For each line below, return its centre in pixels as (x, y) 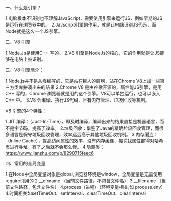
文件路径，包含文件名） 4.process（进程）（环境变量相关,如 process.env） (88, 187)
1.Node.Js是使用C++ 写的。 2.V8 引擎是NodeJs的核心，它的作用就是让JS (83, 53)
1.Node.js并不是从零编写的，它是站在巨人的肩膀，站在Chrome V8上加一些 (83, 81)
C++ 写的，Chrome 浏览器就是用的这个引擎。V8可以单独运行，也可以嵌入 (83, 94)
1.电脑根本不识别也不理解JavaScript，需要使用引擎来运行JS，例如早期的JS (84, 18)
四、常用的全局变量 (26, 163)
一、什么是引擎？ (23, 7)
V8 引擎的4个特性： (26, 111)
